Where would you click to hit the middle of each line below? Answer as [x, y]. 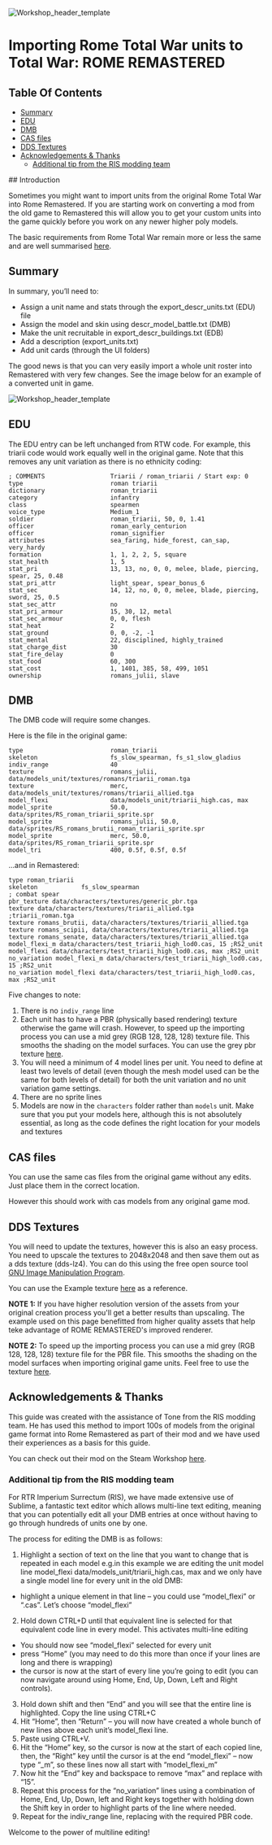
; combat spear [34, 895]
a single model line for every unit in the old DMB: [101, 1581]
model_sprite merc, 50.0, [80, 836]
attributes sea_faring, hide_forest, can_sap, [119, 540]
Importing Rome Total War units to [126, 46]
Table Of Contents [56, 92]
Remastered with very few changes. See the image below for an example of [135, 374]
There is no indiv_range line [67, 1011]
